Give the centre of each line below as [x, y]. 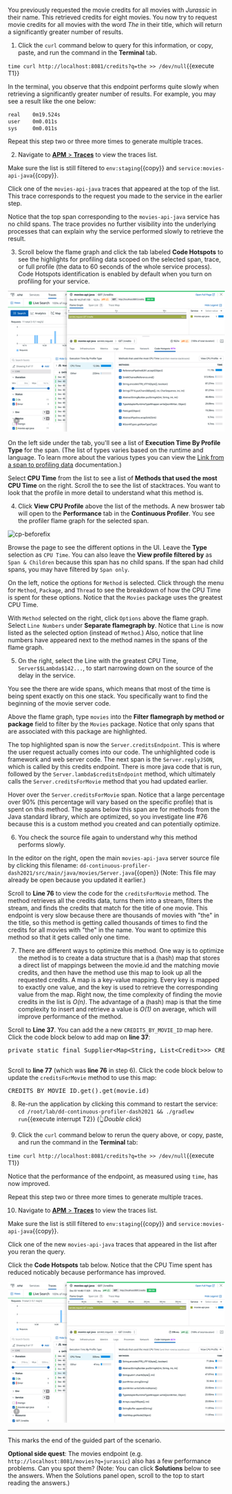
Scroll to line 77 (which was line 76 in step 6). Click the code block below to [115, 1070]
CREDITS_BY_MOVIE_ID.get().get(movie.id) [79, 1091]
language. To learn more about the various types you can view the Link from [116, 457]
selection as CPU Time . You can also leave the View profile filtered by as [110, 555]
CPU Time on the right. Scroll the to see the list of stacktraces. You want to [114, 485]
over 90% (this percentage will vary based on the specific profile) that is [110, 801]
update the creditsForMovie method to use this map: [82, 1077]
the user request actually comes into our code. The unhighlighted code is [112, 752]
